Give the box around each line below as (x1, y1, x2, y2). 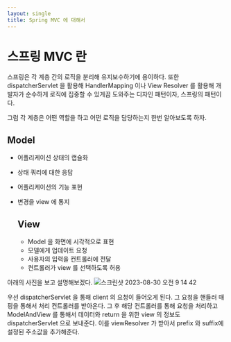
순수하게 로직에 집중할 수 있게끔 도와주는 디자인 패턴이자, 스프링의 (25, 90, 203, 99)
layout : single (7, 10, 51, 17)
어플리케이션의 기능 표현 (17, 183, 83, 191)
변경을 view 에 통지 (17, 198, 70, 206)
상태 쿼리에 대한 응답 (17, 168, 74, 177)
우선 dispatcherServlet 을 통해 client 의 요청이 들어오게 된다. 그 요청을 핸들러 (7, 293, 217, 302)
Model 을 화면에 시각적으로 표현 (27, 237, 114, 246)
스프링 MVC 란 (7, 49, 87, 65)
